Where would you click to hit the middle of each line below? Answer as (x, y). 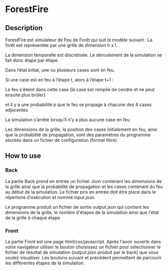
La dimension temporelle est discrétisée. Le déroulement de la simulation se (83, 55)
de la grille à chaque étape (33, 218)
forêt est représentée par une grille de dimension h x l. (61, 45)
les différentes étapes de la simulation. (45, 263)
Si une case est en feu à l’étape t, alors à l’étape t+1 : (59, 80)
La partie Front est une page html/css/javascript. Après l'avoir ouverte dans (83, 241)
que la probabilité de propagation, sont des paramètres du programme (78, 135)
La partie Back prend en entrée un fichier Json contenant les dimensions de (83, 181)
